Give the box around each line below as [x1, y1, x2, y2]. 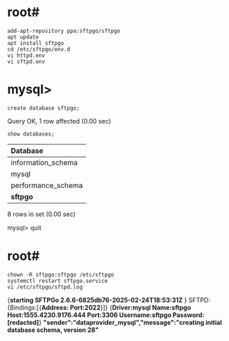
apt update [7, 33, 39, 41]
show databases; [7, 131, 55, 138]
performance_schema [11, 180, 83, 190]
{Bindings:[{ [7, 303, 42, 312]
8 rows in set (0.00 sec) [7, 210, 76, 218]
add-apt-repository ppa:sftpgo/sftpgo [7, 27, 120, 34]
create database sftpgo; [7, 105, 80, 112]
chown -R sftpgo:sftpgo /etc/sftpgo [7, 271, 114, 278]
